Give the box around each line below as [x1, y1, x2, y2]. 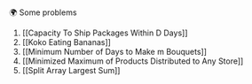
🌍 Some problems [9, 7, 77, 18]
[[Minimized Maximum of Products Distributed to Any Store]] [21, 56, 244, 66]
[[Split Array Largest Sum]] [21, 65, 121, 75]
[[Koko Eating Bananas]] [21, 37, 111, 47]
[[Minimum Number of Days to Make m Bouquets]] [21, 47, 207, 57]
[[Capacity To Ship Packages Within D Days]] [21, 27, 188, 38]
